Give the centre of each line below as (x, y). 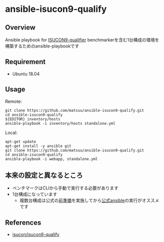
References (23, 222)
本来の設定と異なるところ (44, 175)
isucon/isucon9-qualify (36, 235)
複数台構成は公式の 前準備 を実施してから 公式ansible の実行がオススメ (89, 200)
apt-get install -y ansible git (38, 146)
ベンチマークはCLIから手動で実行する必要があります (65, 188)
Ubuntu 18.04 (26, 74)
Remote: (14, 101)
